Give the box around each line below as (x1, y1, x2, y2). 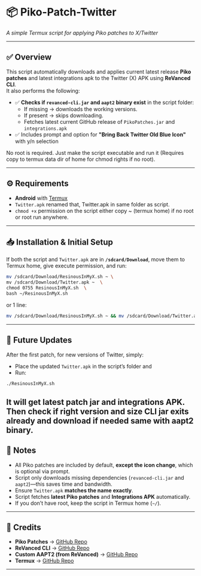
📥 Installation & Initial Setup (6, 237, 114, 247)
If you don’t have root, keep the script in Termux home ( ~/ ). (14, 499, 162, 507)
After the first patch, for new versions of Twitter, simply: (6, 351, 144, 358)
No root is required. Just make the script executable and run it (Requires (6, 149, 184, 156)
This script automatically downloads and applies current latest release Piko (6, 68, 191, 75)
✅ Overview (6, 52, 52, 62)
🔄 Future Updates (6, 335, 72, 345)
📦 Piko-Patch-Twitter (6, 5, 117, 19)
